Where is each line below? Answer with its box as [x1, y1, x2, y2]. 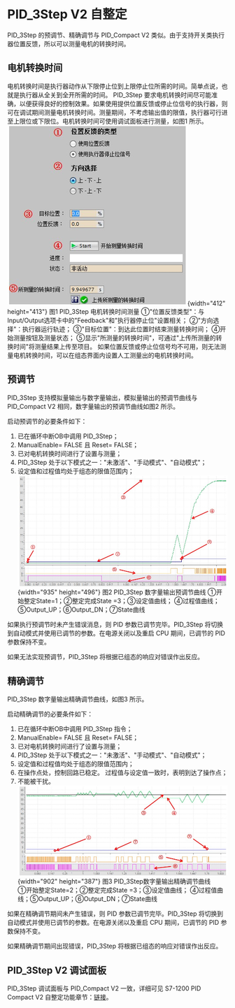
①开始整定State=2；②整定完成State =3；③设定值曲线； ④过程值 [17, 886, 218, 895]
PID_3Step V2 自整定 [7, 6, 127, 22]
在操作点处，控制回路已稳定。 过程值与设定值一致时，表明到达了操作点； [17, 768, 228, 777]
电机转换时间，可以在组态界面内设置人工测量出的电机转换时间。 [13, 351, 197, 359]
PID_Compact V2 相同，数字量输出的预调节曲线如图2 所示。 [7, 402, 180, 410]
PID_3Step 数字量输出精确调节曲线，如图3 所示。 [7, 695, 148, 703]
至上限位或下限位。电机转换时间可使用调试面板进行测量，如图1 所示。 [7, 117, 208, 125]
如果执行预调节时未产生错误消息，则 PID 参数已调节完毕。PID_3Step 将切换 [7, 620, 224, 629]
